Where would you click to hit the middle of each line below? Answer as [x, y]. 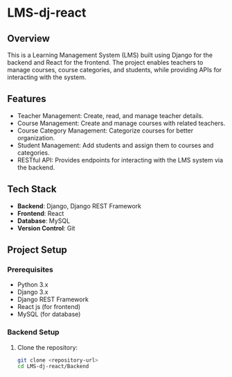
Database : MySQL [44, 221]
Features [27, 99]
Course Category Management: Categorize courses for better [105, 131]
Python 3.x [33, 285]
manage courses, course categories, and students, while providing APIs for [115, 70]
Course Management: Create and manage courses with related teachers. [121, 123]
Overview [29, 39]
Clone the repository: [47, 347]
